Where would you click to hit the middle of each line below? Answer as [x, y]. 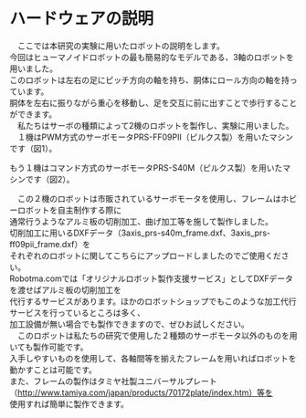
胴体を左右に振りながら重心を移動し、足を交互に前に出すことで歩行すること [153, 102]
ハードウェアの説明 [82, 19]
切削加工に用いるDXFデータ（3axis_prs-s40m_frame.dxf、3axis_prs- [140, 233]
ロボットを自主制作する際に [69, 210]
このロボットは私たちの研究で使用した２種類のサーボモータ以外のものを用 [157, 335]
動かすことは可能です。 [53, 370]
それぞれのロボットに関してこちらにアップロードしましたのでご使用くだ [145, 256]
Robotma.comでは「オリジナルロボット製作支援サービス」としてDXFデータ [152, 278]
